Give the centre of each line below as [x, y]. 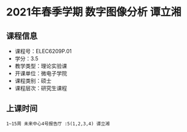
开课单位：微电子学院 [41, 73]
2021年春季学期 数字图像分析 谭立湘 [94, 12]
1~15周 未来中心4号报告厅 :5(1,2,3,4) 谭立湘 [58, 124]
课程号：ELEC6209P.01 [43, 51]
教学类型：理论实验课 [41, 66]
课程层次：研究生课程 [41, 88]
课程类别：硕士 [33, 81]
